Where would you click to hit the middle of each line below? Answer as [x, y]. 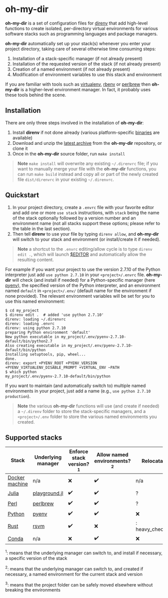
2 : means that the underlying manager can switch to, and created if [74, 568]
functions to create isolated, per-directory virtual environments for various [82, 28]
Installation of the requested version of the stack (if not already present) [86, 64]
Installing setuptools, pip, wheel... [45, 354]
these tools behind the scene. [36, 95]
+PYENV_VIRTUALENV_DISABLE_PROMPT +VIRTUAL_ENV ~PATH [62, 367]
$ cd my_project [22, 310]
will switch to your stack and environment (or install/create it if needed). [86, 239]
